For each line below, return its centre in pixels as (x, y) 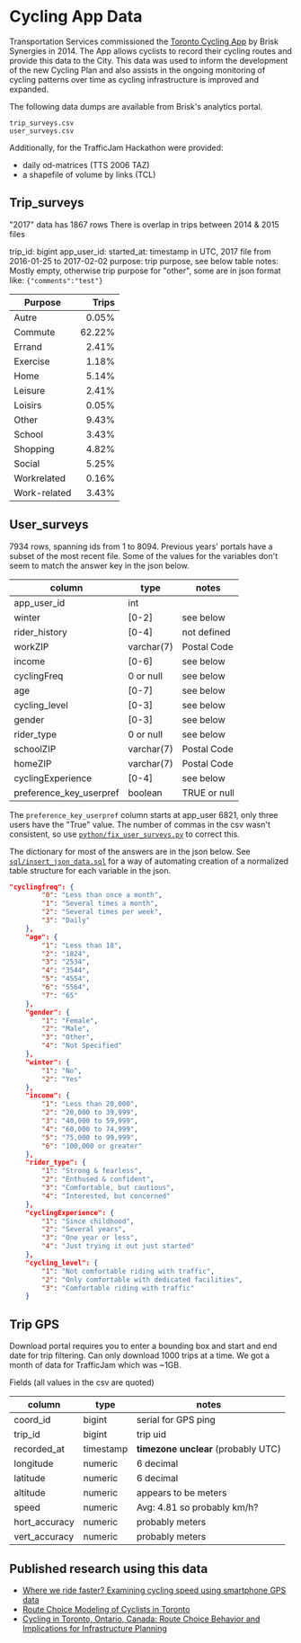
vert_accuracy (44, 1537)
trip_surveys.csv (42, 123)
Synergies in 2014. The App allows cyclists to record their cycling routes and (150, 50)
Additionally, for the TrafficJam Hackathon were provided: (116, 147)
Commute (35, 332)
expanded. (29, 89)
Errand (28, 346)
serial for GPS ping (176, 1420)
